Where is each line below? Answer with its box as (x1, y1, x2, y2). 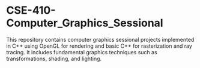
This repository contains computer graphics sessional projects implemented (6, 36, 195, 43)
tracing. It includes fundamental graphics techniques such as (6, 48, 157, 55)
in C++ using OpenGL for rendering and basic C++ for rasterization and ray (6, 42, 192, 50)
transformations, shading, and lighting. (6, 55, 102, 62)
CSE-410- (6, 4, 56, 17)
